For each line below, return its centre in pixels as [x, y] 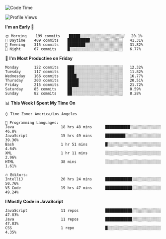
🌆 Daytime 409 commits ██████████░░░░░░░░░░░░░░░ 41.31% [74, 40]
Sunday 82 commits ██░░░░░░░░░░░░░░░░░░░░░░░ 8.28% [73, 93]
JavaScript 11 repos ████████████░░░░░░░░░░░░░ [83, 211]
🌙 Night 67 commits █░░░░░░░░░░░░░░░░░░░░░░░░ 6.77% [73, 49]
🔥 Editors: [17, 175]
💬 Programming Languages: [32, 123]
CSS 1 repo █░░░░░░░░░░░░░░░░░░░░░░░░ [83, 228]
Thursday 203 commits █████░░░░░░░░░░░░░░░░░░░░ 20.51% [74, 80]
